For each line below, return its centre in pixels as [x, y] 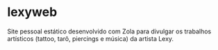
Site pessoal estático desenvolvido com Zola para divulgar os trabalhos [109, 31]
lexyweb [32, 12]
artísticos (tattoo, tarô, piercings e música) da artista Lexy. [91, 38]
